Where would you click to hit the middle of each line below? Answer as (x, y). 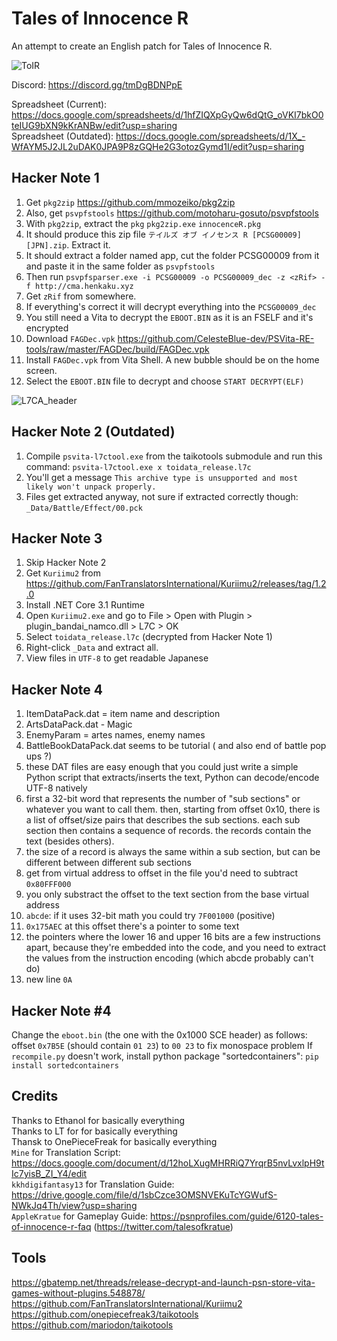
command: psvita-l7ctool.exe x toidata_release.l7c (138, 466)
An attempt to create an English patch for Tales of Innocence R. (142, 46)
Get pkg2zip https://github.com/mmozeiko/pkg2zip (130, 202)
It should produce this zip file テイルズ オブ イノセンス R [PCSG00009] (163, 234)
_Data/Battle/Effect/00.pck (84, 508)
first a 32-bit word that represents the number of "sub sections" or (163, 799)
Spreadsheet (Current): (59, 104)
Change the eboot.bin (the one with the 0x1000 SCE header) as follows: (159, 1035)
